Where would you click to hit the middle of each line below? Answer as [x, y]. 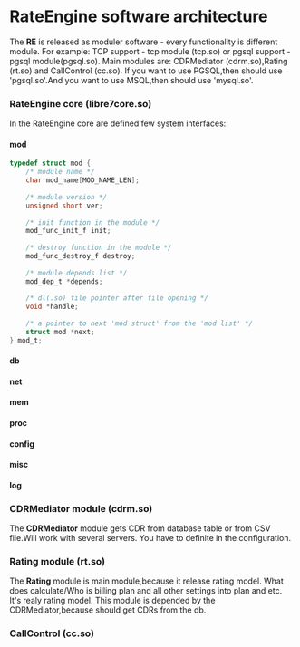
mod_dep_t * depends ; [64, 281]
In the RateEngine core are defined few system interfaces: [118, 123]
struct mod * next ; [60, 332]
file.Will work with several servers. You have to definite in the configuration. [150, 538]
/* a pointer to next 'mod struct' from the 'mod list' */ [140, 323]
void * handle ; [52, 307]
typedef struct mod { [50, 164]
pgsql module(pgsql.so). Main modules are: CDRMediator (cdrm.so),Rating [149, 61]
